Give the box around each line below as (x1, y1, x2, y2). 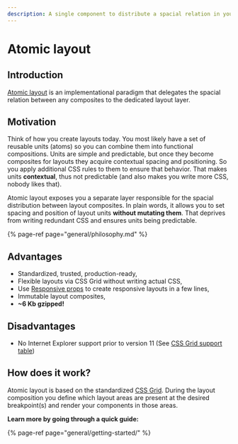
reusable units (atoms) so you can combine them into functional (7, 143, 193, 151)
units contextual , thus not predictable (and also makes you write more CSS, (7, 172, 229, 181)
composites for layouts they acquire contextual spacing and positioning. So (7, 157, 227, 166)
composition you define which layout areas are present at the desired (7, 393, 210, 401)
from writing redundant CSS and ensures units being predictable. (7, 216, 197, 225)
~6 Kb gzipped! (17, 299, 65, 309)
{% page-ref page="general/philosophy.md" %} (7, 230, 148, 238)
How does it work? (7, 367, 91, 379)
